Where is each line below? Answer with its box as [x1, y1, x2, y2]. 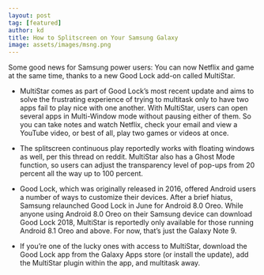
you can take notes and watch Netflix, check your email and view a [19, 120, 238, 130]
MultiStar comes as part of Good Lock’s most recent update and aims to [19, 86, 255, 96]
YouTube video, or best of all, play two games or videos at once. [19, 128, 229, 138]
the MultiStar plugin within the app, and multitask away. [19, 258, 201, 268]
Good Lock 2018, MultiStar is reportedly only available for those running [19, 218, 255, 228]
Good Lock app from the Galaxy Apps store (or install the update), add [19, 250, 249, 259]
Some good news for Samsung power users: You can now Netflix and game [8, 62, 255, 72]
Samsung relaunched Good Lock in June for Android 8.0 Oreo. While [19, 201, 243, 210]
